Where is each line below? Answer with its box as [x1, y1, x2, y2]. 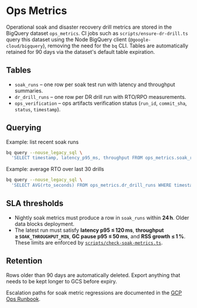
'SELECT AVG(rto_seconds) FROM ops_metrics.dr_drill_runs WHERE [11, 183, 172, 189]
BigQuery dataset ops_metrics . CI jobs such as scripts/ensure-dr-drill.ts [6, 29, 189, 36]
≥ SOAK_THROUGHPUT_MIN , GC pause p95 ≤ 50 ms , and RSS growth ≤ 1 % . [14, 232, 186, 239]
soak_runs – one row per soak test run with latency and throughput [14, 81, 175, 88]
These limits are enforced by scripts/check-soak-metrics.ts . [14, 239, 163, 246]
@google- [130, 37, 151, 43]
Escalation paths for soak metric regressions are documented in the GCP [6, 289, 182, 296]
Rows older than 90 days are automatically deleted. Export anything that [6, 271, 181, 279]
